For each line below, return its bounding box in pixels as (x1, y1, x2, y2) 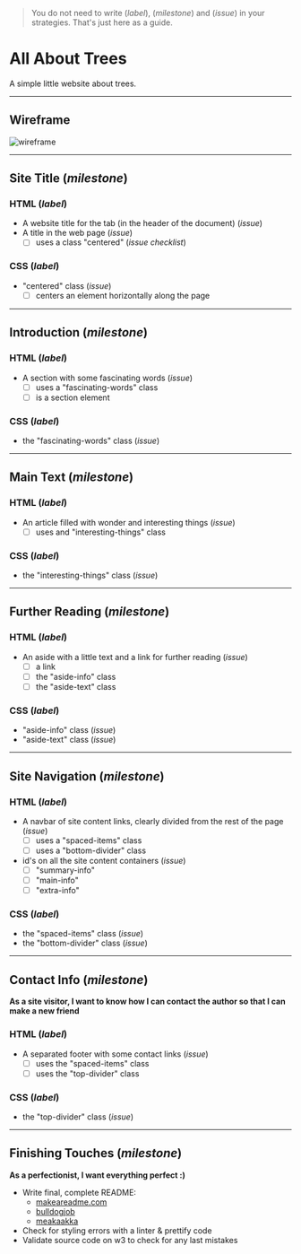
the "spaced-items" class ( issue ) (21, 928, 144, 939)
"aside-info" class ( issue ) (21, 725, 116, 736)
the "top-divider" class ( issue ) (21, 1111, 134, 1122)
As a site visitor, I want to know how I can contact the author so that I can (9, 996, 286, 1007)
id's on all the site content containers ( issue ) (21, 856, 186, 866)
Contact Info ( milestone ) (9, 972, 149, 988)
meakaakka (35, 1215, 79, 1226)
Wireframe (9, 112, 71, 128)
